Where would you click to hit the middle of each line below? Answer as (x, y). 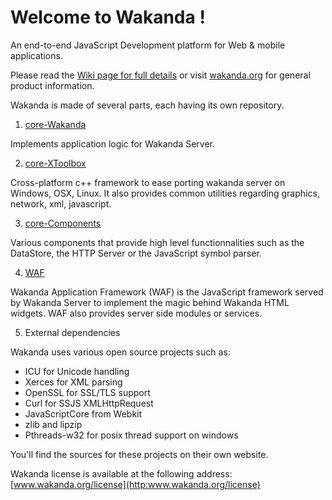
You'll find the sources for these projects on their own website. (139, 454)
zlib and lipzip (53, 424)
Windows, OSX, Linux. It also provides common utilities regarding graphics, (165, 193)
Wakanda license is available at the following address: (121, 473)
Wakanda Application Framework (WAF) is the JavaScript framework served (167, 292)
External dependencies (72, 332)
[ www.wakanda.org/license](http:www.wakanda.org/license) (135, 484)
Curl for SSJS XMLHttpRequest (89, 403)
